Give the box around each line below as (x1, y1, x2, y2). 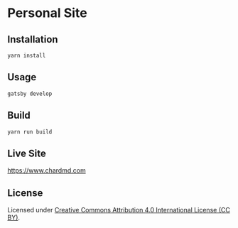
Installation (7, 33, 58, 45)
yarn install (7, 52, 46, 59)
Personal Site (7, 5, 87, 21)
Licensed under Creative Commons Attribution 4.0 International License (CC (7, 206, 231, 215)
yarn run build (7, 128, 53, 136)
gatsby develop (7, 90, 53, 97)
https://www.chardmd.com (7, 166, 87, 175)
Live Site (7, 148, 46, 160)
